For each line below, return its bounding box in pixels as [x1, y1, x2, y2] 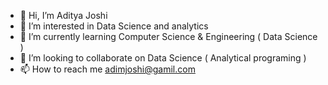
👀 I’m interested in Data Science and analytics [19, 20, 209, 32]
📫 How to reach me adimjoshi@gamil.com [19, 63, 196, 75]
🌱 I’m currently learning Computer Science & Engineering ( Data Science [19, 31, 318, 42]
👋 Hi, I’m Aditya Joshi [19, 10, 108, 21]
